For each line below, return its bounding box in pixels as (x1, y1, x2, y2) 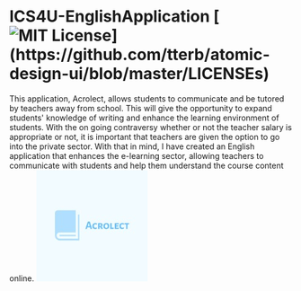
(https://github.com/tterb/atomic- (9, 45, 270, 65)
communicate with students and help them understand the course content (9, 160, 285, 171)
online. (9, 272, 34, 284)
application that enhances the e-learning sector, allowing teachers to (9, 150, 264, 161)
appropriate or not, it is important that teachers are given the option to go (9, 131, 280, 142)
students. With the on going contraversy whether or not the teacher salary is (9, 121, 292, 132)
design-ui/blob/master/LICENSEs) (9, 64, 270, 84)
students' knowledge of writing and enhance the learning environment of (9, 112, 280, 123)
